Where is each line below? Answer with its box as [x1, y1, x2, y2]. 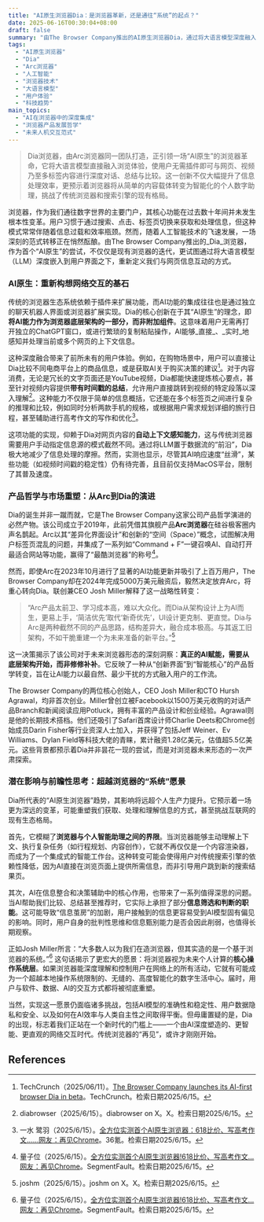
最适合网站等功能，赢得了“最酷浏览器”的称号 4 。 [8, 548, 163, 559]
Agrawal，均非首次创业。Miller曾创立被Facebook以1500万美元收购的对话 [8, 695, 245, 705]
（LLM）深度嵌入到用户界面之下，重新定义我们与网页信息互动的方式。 [8, 256, 236, 266]
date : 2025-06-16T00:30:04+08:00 [8, 19, 118, 27]
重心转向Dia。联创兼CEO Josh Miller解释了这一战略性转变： [8, 586, 202, 595]
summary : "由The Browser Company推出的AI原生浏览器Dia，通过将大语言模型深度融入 [8, 33, 257, 42]
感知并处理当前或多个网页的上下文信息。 [8, 336, 139, 346]
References [8, 1053, 66, 1066]
